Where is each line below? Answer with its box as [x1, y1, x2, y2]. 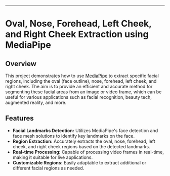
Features [5, 114, 34, 123]
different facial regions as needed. [12, 165, 84, 171]
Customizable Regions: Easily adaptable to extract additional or [12, 159, 147, 165]
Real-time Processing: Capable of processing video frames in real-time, [12, 149, 164, 155]
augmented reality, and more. [5, 99, 67, 105]
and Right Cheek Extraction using [5, 29, 149, 40]
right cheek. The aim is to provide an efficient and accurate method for [5, 84, 153, 89]
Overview [5, 59, 37, 68]
